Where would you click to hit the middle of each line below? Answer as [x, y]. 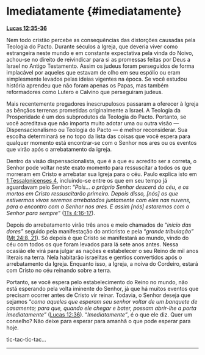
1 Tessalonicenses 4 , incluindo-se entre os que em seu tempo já [87, 180]
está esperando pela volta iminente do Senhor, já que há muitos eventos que [103, 288]
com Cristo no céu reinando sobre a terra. [59, 270]
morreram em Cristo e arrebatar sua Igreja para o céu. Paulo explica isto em [102, 174]
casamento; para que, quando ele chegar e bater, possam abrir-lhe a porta [102, 308]
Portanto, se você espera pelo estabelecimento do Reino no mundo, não [97, 282]
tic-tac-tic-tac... [27, 339]
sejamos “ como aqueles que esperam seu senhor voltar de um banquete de [102, 301]
